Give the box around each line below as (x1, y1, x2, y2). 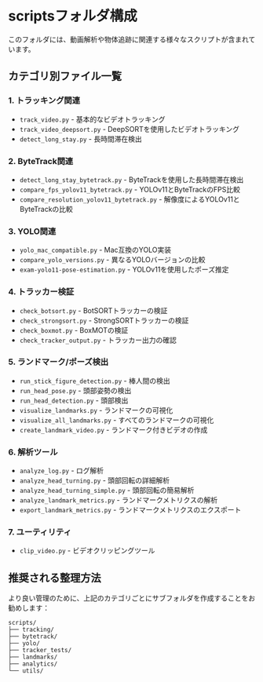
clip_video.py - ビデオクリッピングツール (19, 546, 155, 556)
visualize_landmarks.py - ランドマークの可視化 (19, 405, 174, 414)
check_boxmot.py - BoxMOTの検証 (19, 325, 129, 334)
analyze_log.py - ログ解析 (19, 466, 104, 476)
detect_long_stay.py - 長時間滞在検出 (19, 134, 143, 144)
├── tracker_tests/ (8, 647, 72, 655)
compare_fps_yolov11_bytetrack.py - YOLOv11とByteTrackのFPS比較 (19, 184, 241, 194)
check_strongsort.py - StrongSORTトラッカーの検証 (19, 315, 189, 325)
